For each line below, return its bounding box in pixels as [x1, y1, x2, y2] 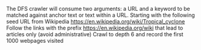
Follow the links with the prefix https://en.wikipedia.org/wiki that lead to [6, 24, 184, 31]
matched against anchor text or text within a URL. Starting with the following [6, 11, 196, 19]
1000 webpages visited [6, 37, 64, 44]
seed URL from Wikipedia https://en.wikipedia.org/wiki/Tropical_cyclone [6, 18, 185, 25]
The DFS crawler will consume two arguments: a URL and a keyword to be [6, 5, 191, 12]
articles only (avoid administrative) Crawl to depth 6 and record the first [6, 31, 184, 38]
